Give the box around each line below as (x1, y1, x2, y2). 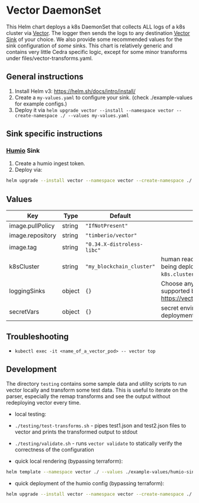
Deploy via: (14, 166, 43, 174)
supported (161, 287, 190, 295)
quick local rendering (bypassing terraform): (14, 457, 123, 464)
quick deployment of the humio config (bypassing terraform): (14, 479, 165, 486)
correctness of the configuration (14, 446, 94, 453)
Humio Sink (6, 146, 40, 155)
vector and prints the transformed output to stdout (14, 428, 138, 435)
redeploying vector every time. (6, 399, 81, 406)
